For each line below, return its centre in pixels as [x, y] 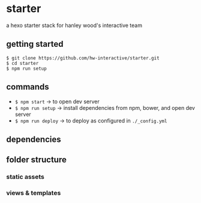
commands [28, 87]
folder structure [37, 160]
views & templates [34, 193]
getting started [35, 44]
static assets [25, 177]
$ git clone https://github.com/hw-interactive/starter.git [83, 58]
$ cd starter [22, 63]
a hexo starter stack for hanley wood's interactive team [74, 25]
